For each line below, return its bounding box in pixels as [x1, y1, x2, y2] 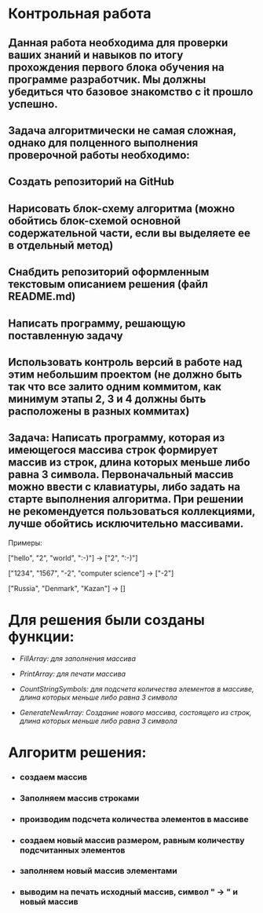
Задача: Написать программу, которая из [8, 431, 225, 444]
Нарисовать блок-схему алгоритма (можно [8, 202, 236, 215]
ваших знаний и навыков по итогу [8, 48, 184, 61]
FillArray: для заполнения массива [19, 653, 136, 663]
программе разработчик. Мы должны [8, 72, 206, 86]
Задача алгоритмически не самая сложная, [8, 123, 237, 137]
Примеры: [8, 538, 43, 547]
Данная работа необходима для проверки [8, 36, 228, 49]
